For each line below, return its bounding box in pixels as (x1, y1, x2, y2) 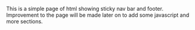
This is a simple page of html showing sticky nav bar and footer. (6, 5, 163, 12)
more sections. (6, 18, 43, 25)
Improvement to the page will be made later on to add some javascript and (6, 11, 190, 19)
